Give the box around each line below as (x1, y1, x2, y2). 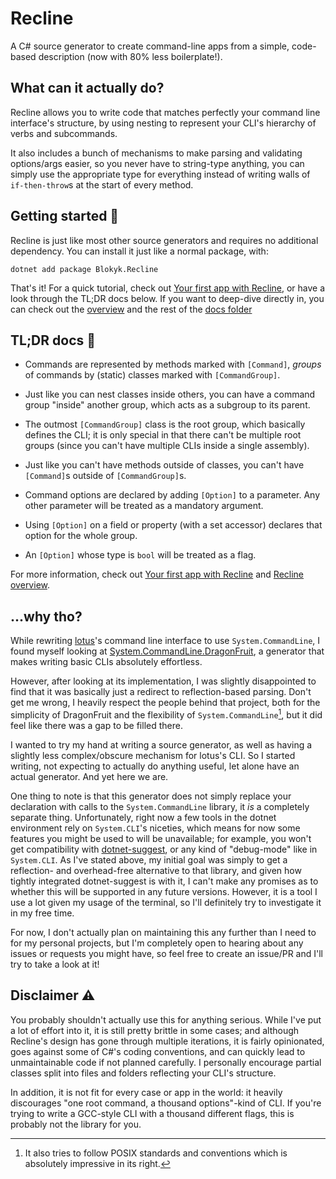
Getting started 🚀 (10, 208, 120, 225)
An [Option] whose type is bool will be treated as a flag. (24, 549, 257, 561)
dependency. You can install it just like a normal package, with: (10, 245, 269, 257)
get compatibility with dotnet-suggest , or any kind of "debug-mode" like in (10, 843, 318, 855)
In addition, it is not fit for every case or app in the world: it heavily (10, 1086, 283, 1098)
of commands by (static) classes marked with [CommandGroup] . (24, 369, 281, 381)
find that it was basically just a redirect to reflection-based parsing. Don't (10, 686, 312, 698)
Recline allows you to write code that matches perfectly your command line (10, 106, 321, 118)
